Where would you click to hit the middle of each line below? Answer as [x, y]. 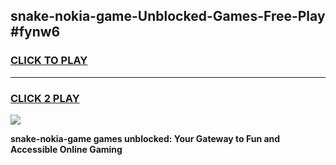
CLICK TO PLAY [49, 61]
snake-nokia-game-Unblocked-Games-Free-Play [168, 16]
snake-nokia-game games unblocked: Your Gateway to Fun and [145, 138]
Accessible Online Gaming [66, 149]
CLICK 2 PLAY [45, 98]
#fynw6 [35, 32]
